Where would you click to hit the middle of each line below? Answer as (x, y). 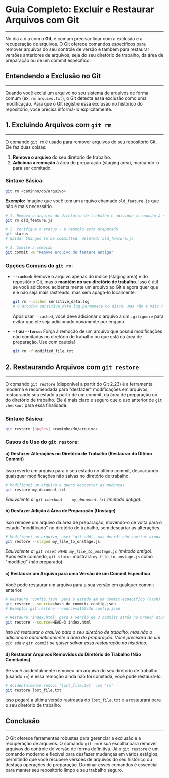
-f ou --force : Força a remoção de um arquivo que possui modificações (87, 331)
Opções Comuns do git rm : (39, 265)
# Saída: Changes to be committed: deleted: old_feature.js (70, 239)
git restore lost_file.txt (33, 690)
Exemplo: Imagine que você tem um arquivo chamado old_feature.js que (82, 201)
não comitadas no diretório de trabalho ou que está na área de (77, 336)
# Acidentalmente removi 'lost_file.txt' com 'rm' (59, 686)
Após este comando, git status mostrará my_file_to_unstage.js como (79, 556)
